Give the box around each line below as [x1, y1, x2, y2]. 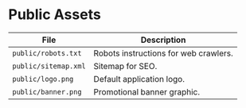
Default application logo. [93, 73, 185, 84]
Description [140, 34, 186, 45]
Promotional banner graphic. [93, 86, 201, 97]
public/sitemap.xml [12, 61, 86, 71]
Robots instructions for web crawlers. [93, 48, 233, 59]
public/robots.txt [12, 48, 82, 57]
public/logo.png [12, 74, 74, 83]
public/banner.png [12, 87, 82, 96]
